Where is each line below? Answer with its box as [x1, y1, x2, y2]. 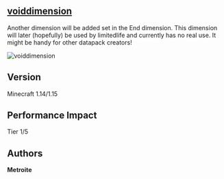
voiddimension [7, 5, 73, 17]
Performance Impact [7, 110, 97, 121]
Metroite [7, 166, 32, 174]
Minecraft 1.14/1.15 [7, 89, 58, 98]
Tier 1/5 [7, 128, 29, 136]
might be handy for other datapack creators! [7, 38, 132, 47]
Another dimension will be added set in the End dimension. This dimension [7, 23, 218, 32]
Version [7, 71, 41, 83]
